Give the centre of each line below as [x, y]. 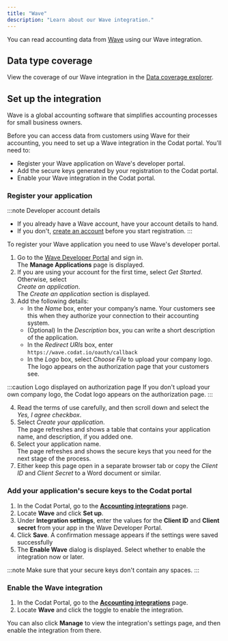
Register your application [50, 196]
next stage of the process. [54, 458]
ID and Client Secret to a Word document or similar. [89, 473]
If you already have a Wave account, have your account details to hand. [117, 224]
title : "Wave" [27, 13]
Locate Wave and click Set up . [60, 513]
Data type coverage [50, 61]
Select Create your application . [61, 422]
